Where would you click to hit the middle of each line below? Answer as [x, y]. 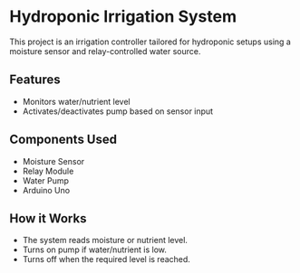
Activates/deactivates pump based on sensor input [118, 111]
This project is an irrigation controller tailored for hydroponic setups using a [150, 42]
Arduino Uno [46, 190]
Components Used [63, 140]
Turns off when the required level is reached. [106, 259]
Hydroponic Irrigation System [123, 17]
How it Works [48, 218]
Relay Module [48, 171]
